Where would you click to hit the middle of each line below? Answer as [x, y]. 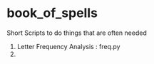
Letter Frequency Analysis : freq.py [68, 46]
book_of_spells [52, 13]
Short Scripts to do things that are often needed [77, 33]
